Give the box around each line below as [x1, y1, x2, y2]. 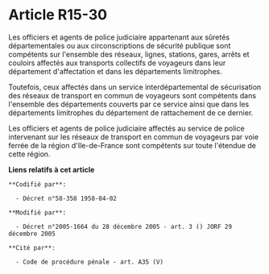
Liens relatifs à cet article [8, 164, 95, 174]
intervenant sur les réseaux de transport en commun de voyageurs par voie [8, 131, 259, 142]
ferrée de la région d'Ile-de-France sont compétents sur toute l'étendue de [8, 140, 256, 150]
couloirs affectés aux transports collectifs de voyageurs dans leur [8, 58, 226, 68]
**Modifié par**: [8, 208, 67, 217]
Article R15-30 [8, 6, 107, 24]
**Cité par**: [8, 243, 56, 251]
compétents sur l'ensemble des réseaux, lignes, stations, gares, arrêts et [8, 49, 250, 59]
